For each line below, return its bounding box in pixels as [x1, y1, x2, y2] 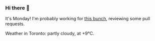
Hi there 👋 [5, 4, 30, 11]
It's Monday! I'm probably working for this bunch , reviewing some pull [5, 16, 150, 22]
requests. [5, 21, 25, 27]
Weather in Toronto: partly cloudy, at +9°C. [5, 31, 95, 37]
